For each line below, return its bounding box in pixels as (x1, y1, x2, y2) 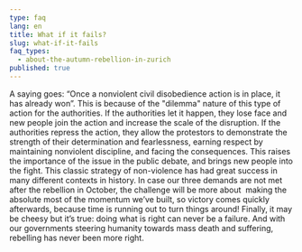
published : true (9, 64, 70, 73)
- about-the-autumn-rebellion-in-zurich (17, 55, 171, 64)
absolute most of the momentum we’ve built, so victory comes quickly (9, 193, 270, 204)
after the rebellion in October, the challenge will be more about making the (9, 184, 287, 195)
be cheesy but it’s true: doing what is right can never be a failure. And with (9, 213, 286, 224)
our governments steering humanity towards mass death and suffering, (9, 222, 274, 233)
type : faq (9, 13, 47, 23)
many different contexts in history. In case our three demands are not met (9, 174, 283, 185)
